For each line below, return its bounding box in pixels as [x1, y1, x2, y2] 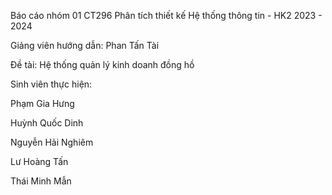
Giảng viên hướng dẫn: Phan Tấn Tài [10, 40, 160, 51]
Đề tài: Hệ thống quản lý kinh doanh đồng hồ [10, 59, 195, 70]
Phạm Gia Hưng [10, 98, 75, 109]
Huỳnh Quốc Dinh [10, 117, 84, 129]
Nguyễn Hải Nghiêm [10, 136, 94, 148]
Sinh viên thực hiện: [10, 78, 93, 90]
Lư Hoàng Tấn [10, 156, 69, 167]
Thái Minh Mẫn [10, 175, 72, 187]
